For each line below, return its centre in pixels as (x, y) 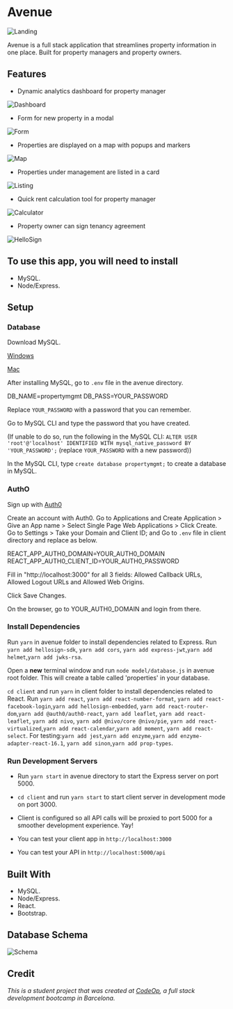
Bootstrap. (32, 913)
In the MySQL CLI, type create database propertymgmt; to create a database (117, 464)
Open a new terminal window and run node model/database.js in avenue (111, 670)
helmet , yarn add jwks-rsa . (45, 657)
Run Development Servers (53, 761)
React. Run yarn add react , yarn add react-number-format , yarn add (105, 698)
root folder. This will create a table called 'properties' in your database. (109, 678)
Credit (21, 974)
